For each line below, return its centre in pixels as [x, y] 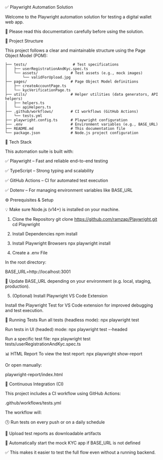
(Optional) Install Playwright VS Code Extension [60, 296]
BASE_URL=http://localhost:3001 [38, 272]
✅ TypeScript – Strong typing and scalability [50, 171]
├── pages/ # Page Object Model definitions [72, 82]
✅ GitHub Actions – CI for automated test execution [57, 180]
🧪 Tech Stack [18, 142]
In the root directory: [26, 262]
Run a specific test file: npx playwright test [48, 339]
